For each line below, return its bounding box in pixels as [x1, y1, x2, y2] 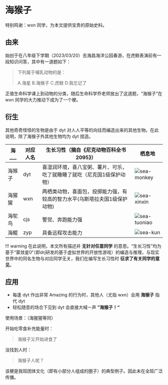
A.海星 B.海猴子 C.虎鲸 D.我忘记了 [17, 79, 87, 85]
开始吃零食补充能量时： [5, 325, 53, 331]
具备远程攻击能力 [42, 229, 82, 236]
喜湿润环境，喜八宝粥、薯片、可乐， [42, 163, 127, 170]
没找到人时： [5, 347, 31, 353]
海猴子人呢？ [17, 357, 44, 363]
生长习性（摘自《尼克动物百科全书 [45, 146, 126, 153]
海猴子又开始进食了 [17, 336, 57, 342]
